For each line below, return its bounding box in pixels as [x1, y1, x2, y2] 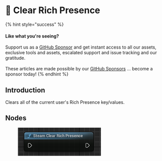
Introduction [5, 86, 46, 94]
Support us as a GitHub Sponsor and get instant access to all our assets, [5, 44, 157, 50]
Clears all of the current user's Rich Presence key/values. [5, 99, 125, 105]
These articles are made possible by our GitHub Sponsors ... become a [5, 66, 153, 72]
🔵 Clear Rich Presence [5, 5, 100, 16]
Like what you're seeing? [5, 33, 59, 39]
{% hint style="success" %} [5, 21, 64, 27]
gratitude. [5, 55, 26, 61]
